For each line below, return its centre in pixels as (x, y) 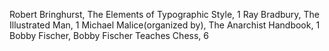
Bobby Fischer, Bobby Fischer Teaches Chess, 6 (109, 35)
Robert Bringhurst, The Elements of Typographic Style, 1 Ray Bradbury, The (165, 14)
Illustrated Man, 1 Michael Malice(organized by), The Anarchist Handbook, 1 (165, 25)
